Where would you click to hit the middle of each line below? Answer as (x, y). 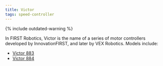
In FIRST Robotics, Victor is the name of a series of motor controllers (75, 38)
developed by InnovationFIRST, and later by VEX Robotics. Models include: (82, 43)
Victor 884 (23, 58)
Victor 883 (23, 53)
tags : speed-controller (30, 14)
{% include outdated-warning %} (39, 28)
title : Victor (20, 10)
